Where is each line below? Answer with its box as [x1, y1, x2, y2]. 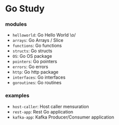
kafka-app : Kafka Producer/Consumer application [12, 114, 114, 120]
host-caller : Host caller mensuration [12, 103, 89, 110]
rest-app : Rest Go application [12, 109, 73, 115]
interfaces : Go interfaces [12, 74, 66, 80]
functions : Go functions [12, 43, 62, 49]
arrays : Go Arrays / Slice [12, 37, 63, 43]
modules [5, 21, 27, 28]
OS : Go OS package [12, 53, 52, 59]
